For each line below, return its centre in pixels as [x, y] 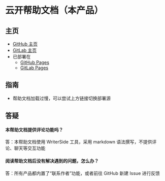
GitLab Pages [34, 68]
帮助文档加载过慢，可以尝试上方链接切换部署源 [61, 98]
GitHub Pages [35, 62]
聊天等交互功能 [30, 148]
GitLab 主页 [25, 50]
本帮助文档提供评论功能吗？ [34, 130]
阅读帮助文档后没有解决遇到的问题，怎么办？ [52, 161]
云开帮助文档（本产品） [54, 10]
